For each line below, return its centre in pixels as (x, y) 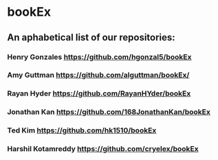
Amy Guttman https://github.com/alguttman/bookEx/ (98, 75)
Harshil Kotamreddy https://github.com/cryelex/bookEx (103, 149)
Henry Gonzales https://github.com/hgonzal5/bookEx (99, 57)
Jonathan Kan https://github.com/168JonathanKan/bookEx (109, 112)
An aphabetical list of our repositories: (91, 37)
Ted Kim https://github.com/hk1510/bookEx (82, 130)
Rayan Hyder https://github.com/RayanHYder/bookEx (99, 93)
